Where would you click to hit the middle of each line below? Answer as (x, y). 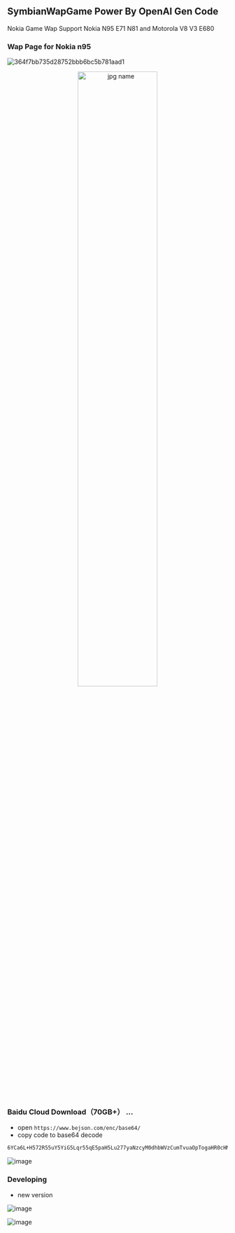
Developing (27, 1180)
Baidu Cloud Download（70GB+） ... (70, 1112)
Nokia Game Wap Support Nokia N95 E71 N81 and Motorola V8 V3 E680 (111, 28)
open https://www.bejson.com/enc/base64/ (79, 1128)
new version (35, 1194)
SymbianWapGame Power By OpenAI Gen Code (113, 12)
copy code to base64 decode (60, 1135)
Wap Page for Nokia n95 (49, 46)
